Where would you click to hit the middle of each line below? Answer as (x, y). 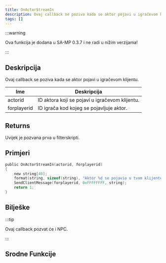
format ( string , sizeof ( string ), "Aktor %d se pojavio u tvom (78, 178)
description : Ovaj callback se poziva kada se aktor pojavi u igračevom (82, 14)
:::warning (15, 33)
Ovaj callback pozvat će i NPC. (37, 229)
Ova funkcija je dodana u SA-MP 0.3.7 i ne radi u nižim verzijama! (71, 43)
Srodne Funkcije (31, 254)
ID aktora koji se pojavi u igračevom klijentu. (89, 100)
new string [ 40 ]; (31, 174)
